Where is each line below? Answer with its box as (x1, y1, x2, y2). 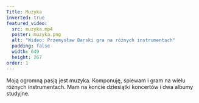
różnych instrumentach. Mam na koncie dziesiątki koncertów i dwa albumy (6, 83, 194, 90)
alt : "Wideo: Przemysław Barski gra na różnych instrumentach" (12, 37, 175, 43)
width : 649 (12, 49, 40, 55)
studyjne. (6, 90, 30, 97)
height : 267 (12, 54, 43, 60)
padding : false (12, 43, 51, 49)
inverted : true (6, 15, 45, 21)
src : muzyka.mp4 (12, 26, 53, 32)
